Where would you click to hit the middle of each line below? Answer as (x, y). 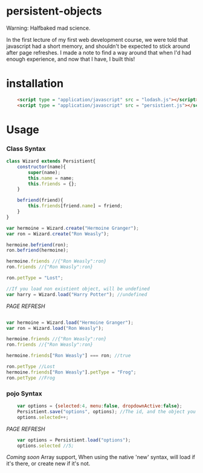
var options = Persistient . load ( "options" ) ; (74, 440)
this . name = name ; (51, 178)
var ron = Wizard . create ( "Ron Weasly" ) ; (58, 234)
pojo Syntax (24, 394)
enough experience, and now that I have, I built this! (71, 59)
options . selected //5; (46, 446)
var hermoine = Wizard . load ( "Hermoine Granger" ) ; (70, 323)
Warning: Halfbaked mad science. (48, 28)
